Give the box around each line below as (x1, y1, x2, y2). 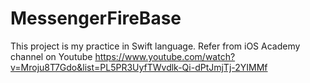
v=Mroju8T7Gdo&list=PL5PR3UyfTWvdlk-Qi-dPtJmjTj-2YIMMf (10, 61, 268, 73)
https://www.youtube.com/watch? (94, 50, 236, 62)
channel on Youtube (10, 50, 93, 62)
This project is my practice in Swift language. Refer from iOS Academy (10, 40, 301, 52)
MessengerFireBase (10, 7, 182, 30)
